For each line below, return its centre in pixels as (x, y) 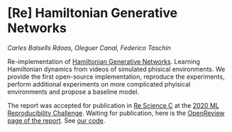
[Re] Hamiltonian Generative (93, 13)
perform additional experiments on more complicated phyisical (99, 84)
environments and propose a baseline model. (73, 92)
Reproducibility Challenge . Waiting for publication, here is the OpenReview (116, 113)
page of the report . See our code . (56, 120)
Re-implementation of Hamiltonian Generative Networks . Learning (104, 61)
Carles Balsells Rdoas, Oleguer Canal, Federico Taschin (89, 48)
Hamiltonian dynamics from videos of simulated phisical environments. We (116, 69)
